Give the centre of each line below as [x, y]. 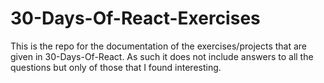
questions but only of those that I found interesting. [116, 67]
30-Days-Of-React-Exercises [135, 18]
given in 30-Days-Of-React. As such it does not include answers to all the [162, 56]
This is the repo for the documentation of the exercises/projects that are [159, 46]
